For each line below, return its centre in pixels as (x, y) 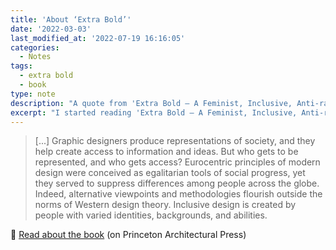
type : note (33, 94)
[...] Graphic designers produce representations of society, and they (175, 141)
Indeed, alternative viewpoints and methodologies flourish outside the (178, 194)
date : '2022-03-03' (51, 29)
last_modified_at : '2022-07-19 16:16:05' (98, 38)
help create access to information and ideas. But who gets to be (166, 152)
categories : (35, 47)
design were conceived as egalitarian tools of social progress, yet (170, 173)
